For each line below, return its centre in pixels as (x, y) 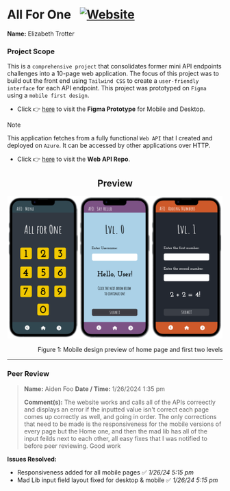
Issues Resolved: (32, 459)
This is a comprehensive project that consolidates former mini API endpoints (114, 66)
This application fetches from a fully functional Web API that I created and (110, 138)
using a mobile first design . (48, 95)
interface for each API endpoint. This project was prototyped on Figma (107, 88)
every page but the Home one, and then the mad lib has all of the (115, 431)
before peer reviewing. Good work (72, 446)
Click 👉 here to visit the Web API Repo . (74, 159)
